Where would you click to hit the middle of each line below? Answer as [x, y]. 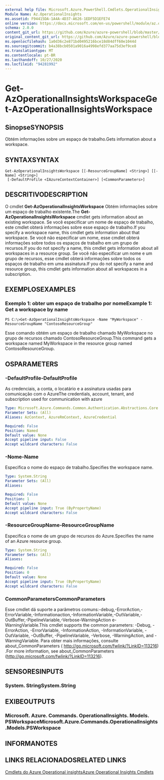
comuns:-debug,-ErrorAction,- [112, 609]
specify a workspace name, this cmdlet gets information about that [72, 232]
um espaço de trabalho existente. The [42, 212]
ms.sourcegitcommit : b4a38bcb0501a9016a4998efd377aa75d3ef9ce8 [71, 46]
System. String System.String [41, 685]
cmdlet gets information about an [110, 217]
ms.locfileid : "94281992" [31, 64]
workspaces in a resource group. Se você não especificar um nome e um [79, 253]
